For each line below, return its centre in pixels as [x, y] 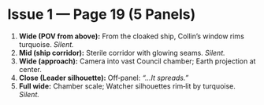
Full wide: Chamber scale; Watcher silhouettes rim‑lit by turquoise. [127, 86]
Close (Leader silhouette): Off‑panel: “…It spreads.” [104, 78]
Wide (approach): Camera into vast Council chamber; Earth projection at [137, 61]
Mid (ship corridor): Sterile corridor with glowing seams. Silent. [122, 52]
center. [30, 69]
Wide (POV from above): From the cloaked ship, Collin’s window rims [132, 36]
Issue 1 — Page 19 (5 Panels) [102, 14]
